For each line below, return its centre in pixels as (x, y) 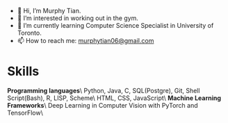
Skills (23, 71)
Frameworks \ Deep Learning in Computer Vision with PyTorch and (103, 105)
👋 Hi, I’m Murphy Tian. (49, 11)
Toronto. (29, 33)
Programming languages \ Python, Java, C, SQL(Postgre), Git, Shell (104, 90)
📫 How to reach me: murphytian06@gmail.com (85, 41)
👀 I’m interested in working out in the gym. (78, 18)
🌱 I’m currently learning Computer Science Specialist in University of (115, 25)
